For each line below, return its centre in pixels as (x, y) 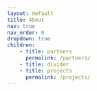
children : (21, 45)
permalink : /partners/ (58, 58)
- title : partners (46, 52)
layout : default (30, 13)
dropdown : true (29, 39)
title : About (26, 20)
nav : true (21, 26)
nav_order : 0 (26, 32)
